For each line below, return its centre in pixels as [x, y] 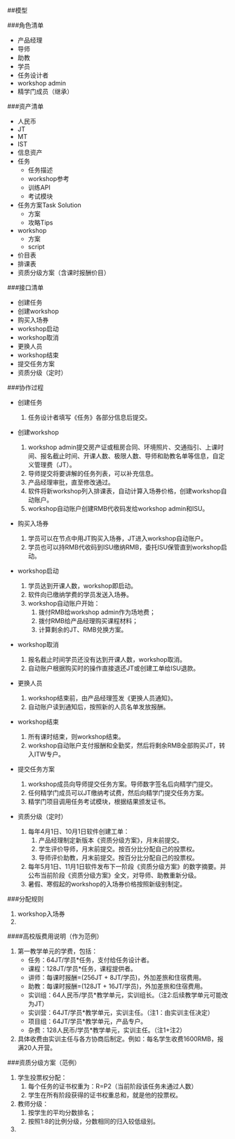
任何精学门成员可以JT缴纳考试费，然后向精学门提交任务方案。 [118, 793]
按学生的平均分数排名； [62, 1112]
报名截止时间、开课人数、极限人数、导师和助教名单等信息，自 [129, 456]
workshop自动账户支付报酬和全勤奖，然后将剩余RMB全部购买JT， [123, 745]
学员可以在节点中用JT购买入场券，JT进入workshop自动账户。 [117, 538]
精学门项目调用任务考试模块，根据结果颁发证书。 [99, 801]
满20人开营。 [37, 1047]
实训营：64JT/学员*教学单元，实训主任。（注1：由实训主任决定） [121, 1012]
